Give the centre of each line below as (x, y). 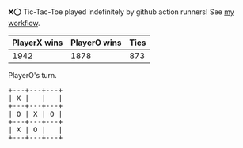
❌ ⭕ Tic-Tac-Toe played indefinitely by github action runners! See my (121, 12)
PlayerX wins (38, 43)
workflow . (24, 23)
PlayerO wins (96, 43)
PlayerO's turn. (32, 75)
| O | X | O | (36, 114)
